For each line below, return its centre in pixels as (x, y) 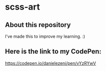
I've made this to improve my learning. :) (45, 36)
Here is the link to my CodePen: (53, 51)
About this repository (38, 25)
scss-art (23, 7)
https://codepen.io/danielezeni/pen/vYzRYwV (51, 63)
